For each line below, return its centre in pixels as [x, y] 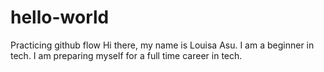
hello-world [60, 17]
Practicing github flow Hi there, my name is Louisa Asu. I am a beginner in [162, 45]
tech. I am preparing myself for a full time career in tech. [126, 55]
